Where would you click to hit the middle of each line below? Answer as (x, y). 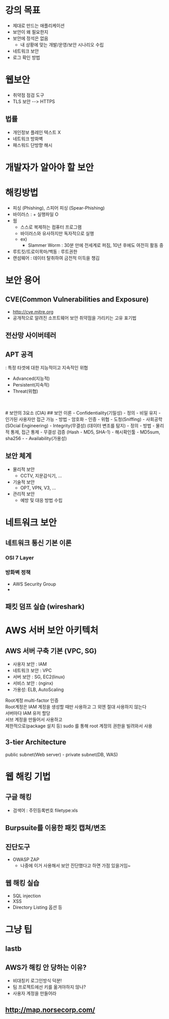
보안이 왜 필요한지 (30, 32)
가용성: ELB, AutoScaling (38, 690)
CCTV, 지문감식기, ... (41, 475)
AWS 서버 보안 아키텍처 (52, 631)
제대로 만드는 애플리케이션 (39, 26)
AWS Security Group (34, 584)
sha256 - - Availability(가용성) (36, 439)
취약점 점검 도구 (28, 95)
